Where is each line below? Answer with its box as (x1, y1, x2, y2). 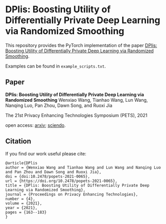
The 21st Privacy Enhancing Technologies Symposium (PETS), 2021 (5, 112, 148, 118)
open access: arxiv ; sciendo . (5, 122, 66, 128)
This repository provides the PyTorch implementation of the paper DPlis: (5, 42, 157, 48)
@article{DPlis (5, 160, 38, 166)
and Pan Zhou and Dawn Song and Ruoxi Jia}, (5, 169, 102, 174)
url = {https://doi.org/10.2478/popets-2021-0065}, (5, 178, 117, 184)
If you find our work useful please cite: (5, 150, 87, 156)
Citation (5, 137, 32, 146)
